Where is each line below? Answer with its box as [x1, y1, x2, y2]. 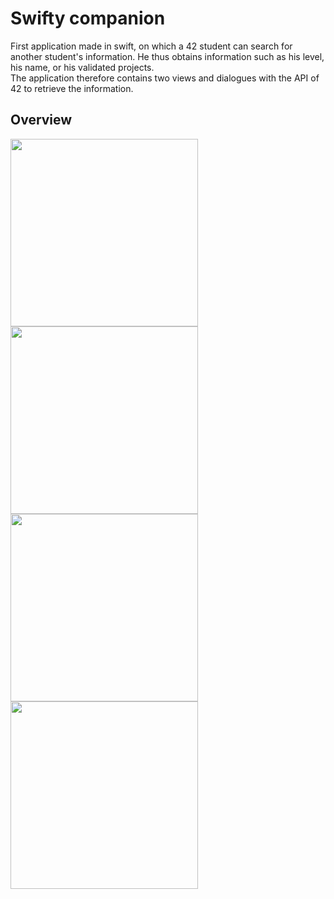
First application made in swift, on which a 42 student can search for [10, 40, 293, 52]
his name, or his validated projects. [10, 61, 155, 73]
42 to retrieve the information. [10, 82, 134, 94]
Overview [10, 112, 73, 129]
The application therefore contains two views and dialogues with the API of [10, 72, 320, 84]
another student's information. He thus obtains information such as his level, [10, 50, 325, 62]
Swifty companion [10, 7, 166, 30]
